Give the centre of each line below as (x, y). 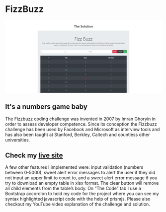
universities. (18, 140)
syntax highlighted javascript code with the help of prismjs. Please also (78, 199)
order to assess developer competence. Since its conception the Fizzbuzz (81, 124)
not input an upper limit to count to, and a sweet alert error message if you (81, 178)
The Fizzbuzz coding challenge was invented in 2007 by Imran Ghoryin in (80, 119)
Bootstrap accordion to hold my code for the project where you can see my (82, 194)
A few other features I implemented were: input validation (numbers (74, 167)
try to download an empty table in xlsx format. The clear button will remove (82, 183)
